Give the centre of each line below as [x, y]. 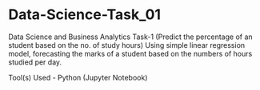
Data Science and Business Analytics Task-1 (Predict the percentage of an [131, 37]
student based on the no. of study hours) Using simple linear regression [127, 45]
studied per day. [35, 62]
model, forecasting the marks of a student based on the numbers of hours [130, 53]
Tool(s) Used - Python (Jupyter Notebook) [78, 77]
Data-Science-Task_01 [85, 15]
